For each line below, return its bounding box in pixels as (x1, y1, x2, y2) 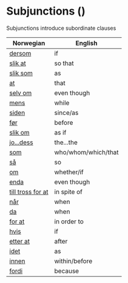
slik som (9, 69, 33, 77)
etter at (9, 237, 30, 245)
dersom (9, 49, 32, 57)
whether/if (54, 167, 84, 176)
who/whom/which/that (54, 148, 120, 156)
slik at (9, 59, 26, 68)
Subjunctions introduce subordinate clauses (6, 24, 116, 32)
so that (54, 59, 74, 68)
